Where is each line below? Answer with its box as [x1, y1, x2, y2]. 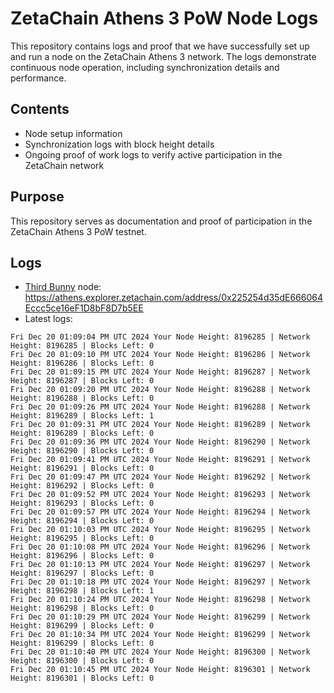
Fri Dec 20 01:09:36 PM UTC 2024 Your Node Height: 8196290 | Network [10, 437, 311, 447]
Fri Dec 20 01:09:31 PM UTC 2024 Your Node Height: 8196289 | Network [10, 420, 311, 430]
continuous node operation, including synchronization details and [10, 61, 280, 73]
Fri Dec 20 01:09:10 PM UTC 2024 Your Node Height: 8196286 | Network [10, 350, 311, 360]
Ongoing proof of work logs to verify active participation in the [24, 148, 283, 161]
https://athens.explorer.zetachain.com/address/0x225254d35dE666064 [24, 292, 323, 304]
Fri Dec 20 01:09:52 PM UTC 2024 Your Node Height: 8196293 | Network [10, 490, 311, 500]
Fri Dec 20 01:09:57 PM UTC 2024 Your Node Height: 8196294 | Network [10, 507, 311, 517]
